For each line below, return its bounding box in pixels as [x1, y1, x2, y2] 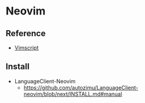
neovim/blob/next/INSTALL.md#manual [23, 90, 123, 98]
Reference [5, 28, 46, 39]
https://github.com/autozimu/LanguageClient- [23, 84, 139, 91]
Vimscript [14, 44, 39, 51]
